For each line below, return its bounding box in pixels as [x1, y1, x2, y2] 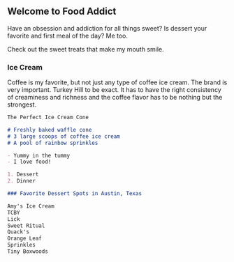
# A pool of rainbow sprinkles [7, 139, 98, 146]
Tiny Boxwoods [7, 248, 49, 255]
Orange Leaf [7, 235, 42, 242]
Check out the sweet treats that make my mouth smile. [7, 45, 164, 53]
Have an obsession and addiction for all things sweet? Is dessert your [7, 24, 207, 32]
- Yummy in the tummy [7, 152, 71, 159]
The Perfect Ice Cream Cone [7, 114, 89, 121]
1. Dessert [7, 171, 39, 178]
